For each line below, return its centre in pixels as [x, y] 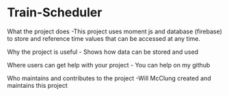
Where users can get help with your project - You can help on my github [109, 65]
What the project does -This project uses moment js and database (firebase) [114, 31]
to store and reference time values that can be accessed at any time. [104, 38]
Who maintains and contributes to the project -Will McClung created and [109, 78]
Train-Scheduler [55, 13]
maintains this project [37, 85]
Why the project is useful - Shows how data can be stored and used [103, 52]
